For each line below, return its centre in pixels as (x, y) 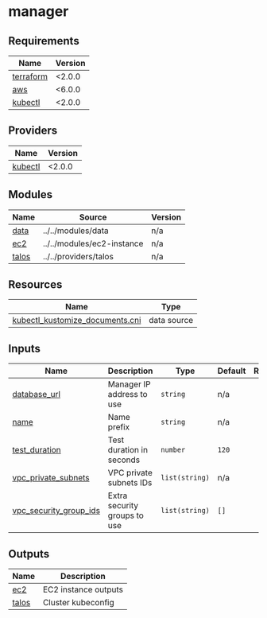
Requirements (44, 41)
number (173, 450)
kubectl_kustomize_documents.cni (77, 321)
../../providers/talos (78, 256)
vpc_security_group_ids (56, 511)
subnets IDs (130, 483)
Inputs (25, 348)
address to (128, 395)
